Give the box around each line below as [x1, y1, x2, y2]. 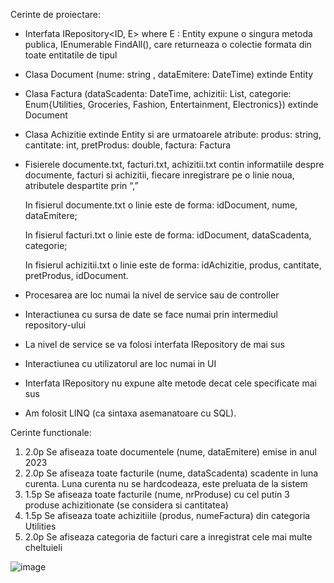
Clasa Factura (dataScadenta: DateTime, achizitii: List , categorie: [24, 88, 292, 99]
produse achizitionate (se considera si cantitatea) [24, 499, 229, 511]
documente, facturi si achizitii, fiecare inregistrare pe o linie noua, [24, 169, 295, 181]
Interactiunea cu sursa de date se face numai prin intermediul [24, 309, 278, 320]
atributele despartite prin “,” [24, 180, 139, 191]
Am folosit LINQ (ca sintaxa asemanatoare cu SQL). [24, 407, 237, 419]
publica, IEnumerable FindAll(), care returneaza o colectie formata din [24, 39, 312, 50]
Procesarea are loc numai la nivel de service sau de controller [24, 289, 280, 301]
